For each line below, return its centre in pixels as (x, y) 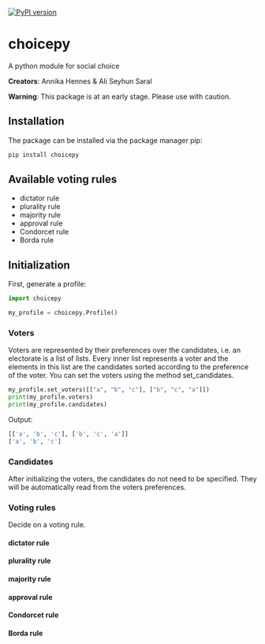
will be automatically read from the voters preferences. (97, 487)
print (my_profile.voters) (50, 397)
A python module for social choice (64, 66)
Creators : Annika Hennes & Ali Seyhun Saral (80, 81)
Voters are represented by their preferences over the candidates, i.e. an (125, 350)
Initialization (39, 265)
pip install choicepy (44, 155)
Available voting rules (63, 180)
